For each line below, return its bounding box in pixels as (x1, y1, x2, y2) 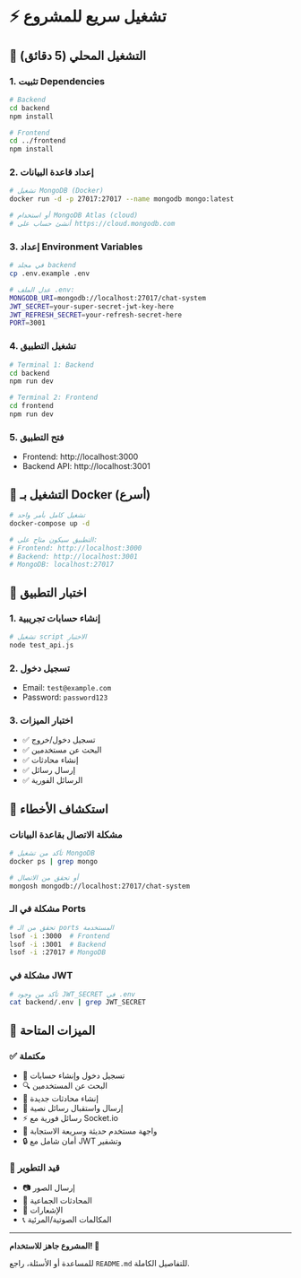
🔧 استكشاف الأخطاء (9, 801, 109, 816)
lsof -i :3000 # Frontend (9, 931, 110, 941)
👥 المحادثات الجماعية (21, 1195, 92, 1206)
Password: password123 (21, 691, 108, 702)
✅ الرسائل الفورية (21, 775, 83, 786)
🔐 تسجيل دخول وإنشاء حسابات (21, 1070, 125, 1081)
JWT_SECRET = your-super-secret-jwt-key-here (9, 301, 175, 311)
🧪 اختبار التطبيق (9, 585, 87, 600)
